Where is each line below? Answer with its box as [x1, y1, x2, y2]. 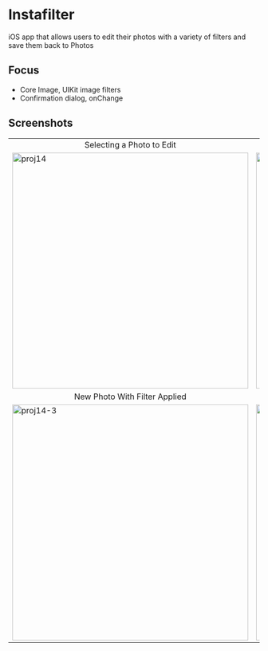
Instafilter [8, 6, 75, 24]
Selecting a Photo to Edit [84, 139, 177, 150]
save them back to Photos [8, 40, 94, 49]
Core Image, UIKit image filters [19, 85, 121, 94]
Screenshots [8, 116, 73, 130]
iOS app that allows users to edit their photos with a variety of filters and [8, 32, 246, 41]
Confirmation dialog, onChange [19, 93, 124, 103]
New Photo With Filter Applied [73, 391, 187, 402]
